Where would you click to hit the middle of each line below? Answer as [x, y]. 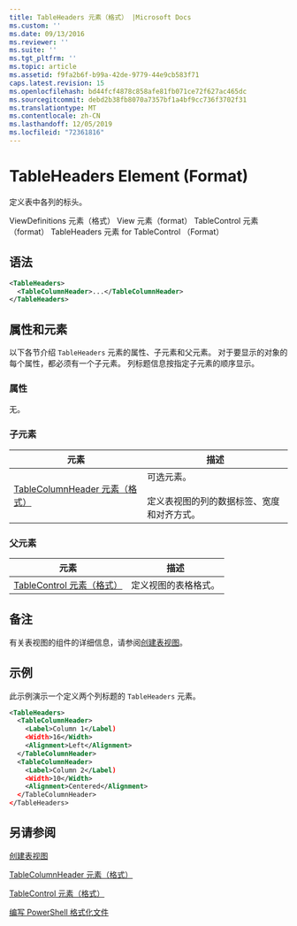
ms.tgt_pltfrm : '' [43, 58]
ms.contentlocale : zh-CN [55, 116]
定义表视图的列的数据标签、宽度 [213, 501]
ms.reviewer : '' [39, 42]
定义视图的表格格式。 [175, 585]
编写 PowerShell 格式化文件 [59, 912]
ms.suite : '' [33, 50]
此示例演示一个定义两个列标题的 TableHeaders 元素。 [105, 696]
